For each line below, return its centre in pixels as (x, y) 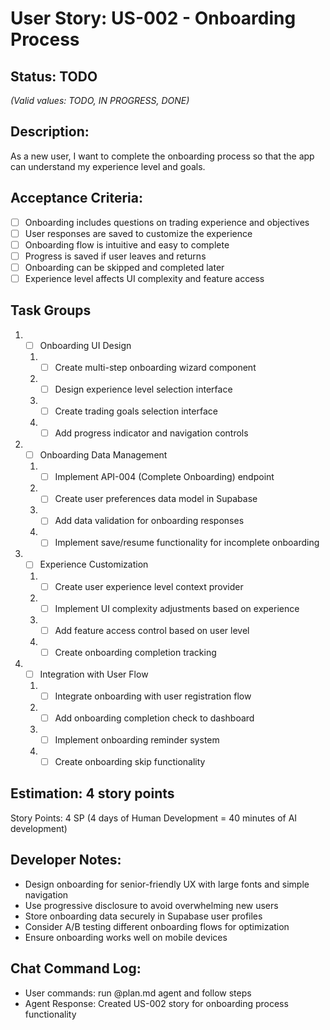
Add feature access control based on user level (152, 630)
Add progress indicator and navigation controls (151, 433)
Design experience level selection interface (143, 389)
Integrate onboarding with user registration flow (153, 696)
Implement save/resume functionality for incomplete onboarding (187, 543)
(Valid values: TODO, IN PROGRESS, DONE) (100, 100)
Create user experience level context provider (149, 586)
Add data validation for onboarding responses (149, 521)
